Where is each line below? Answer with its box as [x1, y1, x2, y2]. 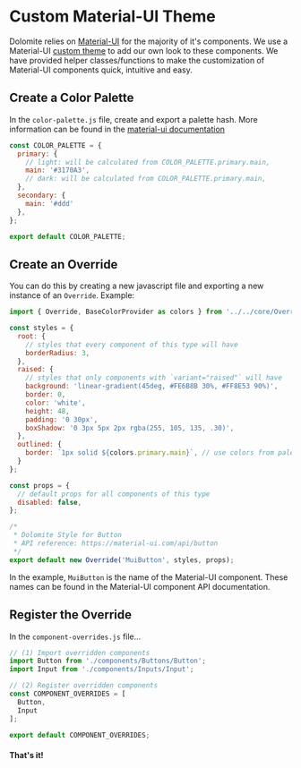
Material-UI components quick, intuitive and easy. [9, 64, 193, 75]
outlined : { [17, 440, 63, 449]
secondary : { [17, 191, 66, 200]
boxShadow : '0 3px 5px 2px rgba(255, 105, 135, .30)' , [25, 423, 235, 432]
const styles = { [9, 324, 74, 333]
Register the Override [9, 607, 133, 623]
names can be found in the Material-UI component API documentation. [9, 581, 271, 592]
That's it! [9, 749, 44, 760]
